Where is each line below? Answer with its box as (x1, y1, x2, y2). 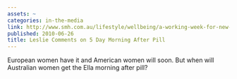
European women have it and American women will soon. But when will (7, 56, 214, 64)
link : (7, 23, 23, 30)
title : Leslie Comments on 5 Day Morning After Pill (7, 37, 166, 44)
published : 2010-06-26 (7, 30, 74, 37)
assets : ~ (7, 10, 37, 18)
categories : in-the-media (7, 17, 83, 24)
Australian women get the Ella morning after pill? (7, 63, 148, 72)
